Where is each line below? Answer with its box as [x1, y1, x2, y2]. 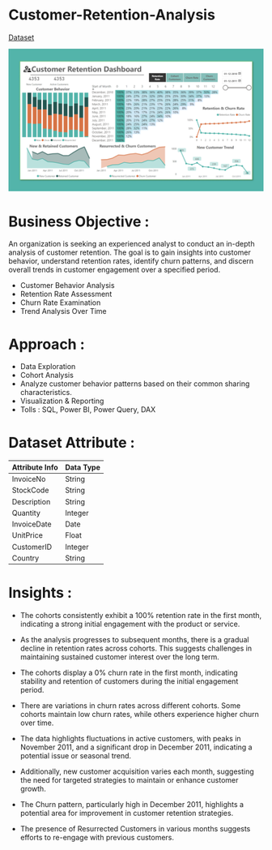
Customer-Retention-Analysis [8, 6, 216, 24]
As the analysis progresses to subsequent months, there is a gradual [19, 635, 249, 645]
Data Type [64, 462, 101, 472]
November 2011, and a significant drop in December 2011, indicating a [19, 742, 253, 752]
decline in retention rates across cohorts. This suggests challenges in [19, 643, 253, 654]
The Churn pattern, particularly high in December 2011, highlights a [19, 800, 244, 809]
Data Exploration [19, 362, 76, 371]
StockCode [11, 485, 49, 496]
